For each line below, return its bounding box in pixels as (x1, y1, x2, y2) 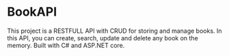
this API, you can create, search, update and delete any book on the (7, 33, 198, 42)
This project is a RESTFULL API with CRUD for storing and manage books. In (7, 27, 222, 35)
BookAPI (7, 4, 57, 20)
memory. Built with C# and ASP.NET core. (7, 41, 125, 49)
